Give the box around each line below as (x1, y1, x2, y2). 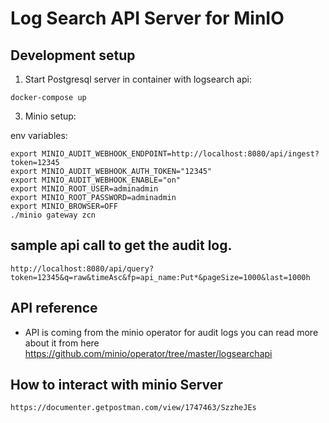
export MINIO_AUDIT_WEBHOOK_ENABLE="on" (10, 175, 182, 185)
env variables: (10, 130, 68, 141)
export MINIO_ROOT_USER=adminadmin (10, 184, 159, 194)
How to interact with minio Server (10, 377, 223, 394)
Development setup (10, 47, 136, 64)
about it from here (24, 337, 100, 349)
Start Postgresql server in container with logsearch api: (24, 73, 252, 85)
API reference (10, 300, 98, 317)
